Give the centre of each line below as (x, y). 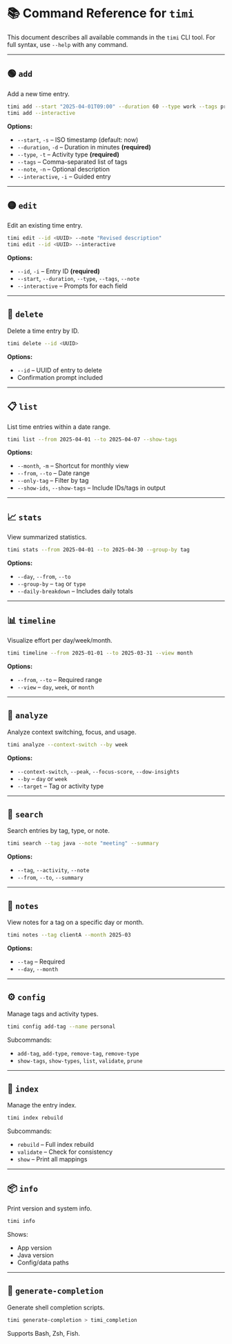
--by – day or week (42, 778)
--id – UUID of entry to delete (59, 370)
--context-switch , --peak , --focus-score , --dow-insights (98, 771)
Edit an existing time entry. (45, 225)
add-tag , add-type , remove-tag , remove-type (78, 1053)
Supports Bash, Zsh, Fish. (44, 1333)
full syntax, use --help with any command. (68, 44)
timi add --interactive (41, 113)
